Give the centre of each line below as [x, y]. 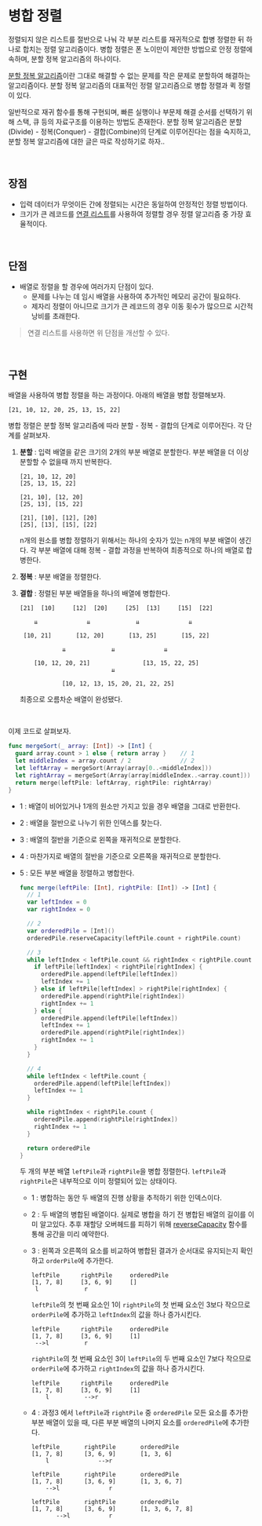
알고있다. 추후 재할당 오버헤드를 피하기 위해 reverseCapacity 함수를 [144, 1225]
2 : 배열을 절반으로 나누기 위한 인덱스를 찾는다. [91, 823]
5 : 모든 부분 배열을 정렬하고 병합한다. [77, 873]
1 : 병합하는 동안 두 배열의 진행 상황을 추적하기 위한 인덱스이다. [126, 1198]
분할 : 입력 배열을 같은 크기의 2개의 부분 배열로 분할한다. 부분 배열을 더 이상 [134, 452]
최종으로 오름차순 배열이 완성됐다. [71, 699]
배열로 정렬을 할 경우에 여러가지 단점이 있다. [87, 287]
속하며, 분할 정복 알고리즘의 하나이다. [65, 59]
